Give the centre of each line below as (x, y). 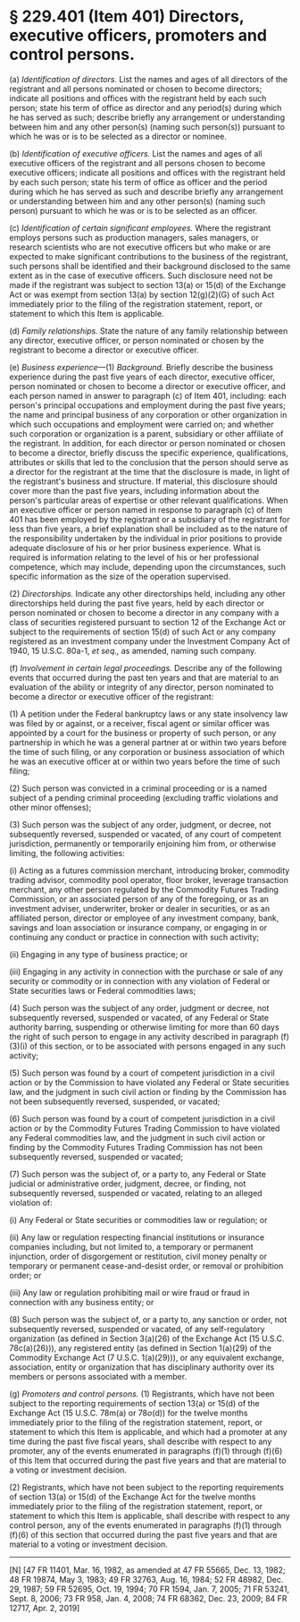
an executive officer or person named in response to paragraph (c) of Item (146, 510)
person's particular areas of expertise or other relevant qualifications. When (149, 500)
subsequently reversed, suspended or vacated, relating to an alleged (136, 1193)
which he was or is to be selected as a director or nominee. (118, 136)
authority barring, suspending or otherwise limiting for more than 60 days (144, 1027)
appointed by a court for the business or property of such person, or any (143, 733)
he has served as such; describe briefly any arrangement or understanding (147, 117)
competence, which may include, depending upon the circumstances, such (148, 566)
